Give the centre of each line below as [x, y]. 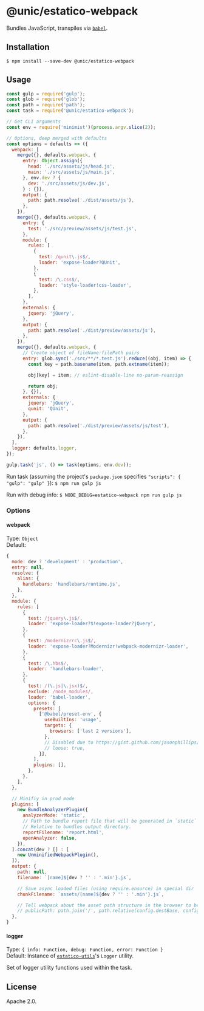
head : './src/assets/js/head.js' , [72, 166]
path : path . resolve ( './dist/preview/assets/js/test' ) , [99, 426]
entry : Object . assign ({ [53, 161]
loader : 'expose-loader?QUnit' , [80, 262]
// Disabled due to [69, 742]
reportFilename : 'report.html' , [63, 832]
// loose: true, [65, 748]
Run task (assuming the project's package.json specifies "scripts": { [93, 476]
